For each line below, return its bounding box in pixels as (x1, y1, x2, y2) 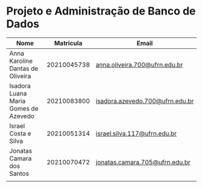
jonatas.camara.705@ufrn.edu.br (95, 158, 191, 166)
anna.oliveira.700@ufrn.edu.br (95, 60, 183, 69)
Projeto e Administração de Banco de (6, 4, 196, 18)
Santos (9, 169, 29, 178)
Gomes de (9, 104, 39, 112)
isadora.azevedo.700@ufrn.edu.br (95, 97, 194, 105)
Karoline (9, 56, 33, 65)
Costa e (9, 129, 31, 137)
